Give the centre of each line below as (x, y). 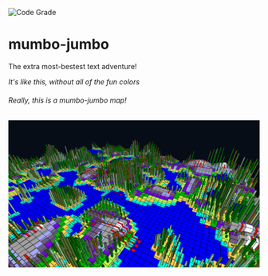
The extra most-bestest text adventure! (73, 66)
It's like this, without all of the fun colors (74, 82)
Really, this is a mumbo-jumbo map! (67, 100)
